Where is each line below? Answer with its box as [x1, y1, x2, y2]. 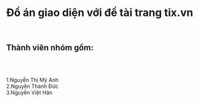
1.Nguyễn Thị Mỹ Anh [6, 76, 59, 83]
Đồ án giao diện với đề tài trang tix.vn [6, 6, 194, 20]
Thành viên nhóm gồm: [6, 43, 94, 53]
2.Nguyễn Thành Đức [6, 82, 59, 90]
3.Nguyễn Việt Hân [6, 89, 53, 96]
